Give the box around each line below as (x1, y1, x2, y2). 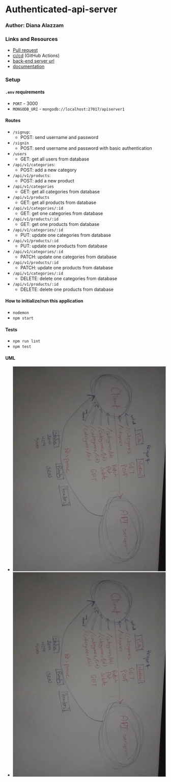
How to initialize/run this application (5, 298, 83, 304)
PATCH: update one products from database (20, 264, 113, 270)
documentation (12, 63, 45, 70)
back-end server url (12, 58, 54, 64)
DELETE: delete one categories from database (20, 275, 118, 282)
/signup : (12, 129, 31, 135)
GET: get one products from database (20, 221, 100, 227)
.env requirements (5, 88, 45, 95)
